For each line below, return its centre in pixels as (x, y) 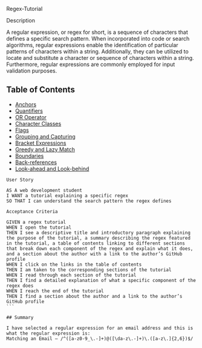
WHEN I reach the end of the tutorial (55, 291)
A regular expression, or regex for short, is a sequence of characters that (97, 32)
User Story (20, 180)
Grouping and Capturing (45, 136)
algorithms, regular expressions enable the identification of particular (92, 45)
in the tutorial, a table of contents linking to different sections (96, 243)
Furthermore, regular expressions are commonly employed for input (91, 64)
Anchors (26, 104)
